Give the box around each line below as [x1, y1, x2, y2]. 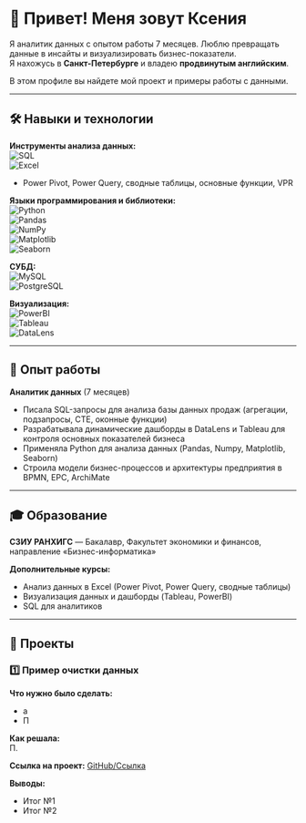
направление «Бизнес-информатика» [9, 546, 157, 557]
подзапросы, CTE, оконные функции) [22, 414, 168, 425]
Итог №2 [22, 806, 57, 817]
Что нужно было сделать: [9, 688, 113, 699]
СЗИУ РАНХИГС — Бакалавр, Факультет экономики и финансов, [9, 537, 262, 548]
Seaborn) [22, 452, 58, 463]
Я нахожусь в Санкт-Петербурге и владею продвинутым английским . [9, 57, 290, 68]
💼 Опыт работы [9, 362, 101, 377]
